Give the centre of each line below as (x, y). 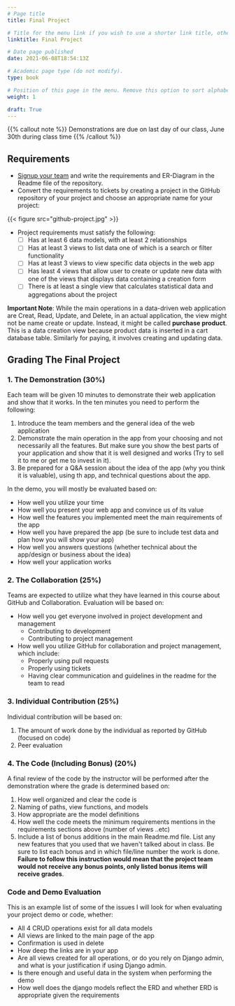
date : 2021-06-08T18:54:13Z (48, 59)
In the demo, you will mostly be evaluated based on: (82, 489)
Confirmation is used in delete (60, 943)
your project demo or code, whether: (60, 915)
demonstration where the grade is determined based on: (88, 786)
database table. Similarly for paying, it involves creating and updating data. (115, 337)
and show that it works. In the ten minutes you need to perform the (104, 403)
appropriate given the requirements (69, 995)
